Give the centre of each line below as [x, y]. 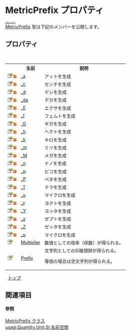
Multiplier [31, 243]
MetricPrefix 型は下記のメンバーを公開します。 [53, 27]
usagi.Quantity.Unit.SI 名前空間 [37, 327]
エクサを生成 [58, 108]
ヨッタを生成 [58, 211]
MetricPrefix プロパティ [55, 10]
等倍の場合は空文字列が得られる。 [80, 261]
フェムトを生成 [60, 116]
